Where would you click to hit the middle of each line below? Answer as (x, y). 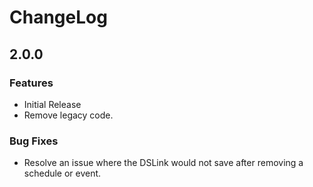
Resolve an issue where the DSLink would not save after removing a (163, 163)
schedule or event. (62, 173)
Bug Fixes (34, 141)
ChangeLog (58, 17)
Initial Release (52, 104)
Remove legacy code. (68, 115)
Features (31, 83)
